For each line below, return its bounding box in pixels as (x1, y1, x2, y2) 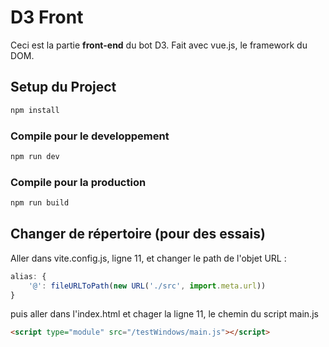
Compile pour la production (10, 175, 147, 189)
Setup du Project (10, 79, 117, 96)
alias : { (10, 271, 47, 281)
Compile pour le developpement (10, 129, 170, 143)
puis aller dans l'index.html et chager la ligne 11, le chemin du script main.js (10, 308, 319, 320)
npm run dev (10, 151, 60, 161)
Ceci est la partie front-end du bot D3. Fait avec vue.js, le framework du (10, 39, 308, 51)
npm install (10, 105, 60, 115)
